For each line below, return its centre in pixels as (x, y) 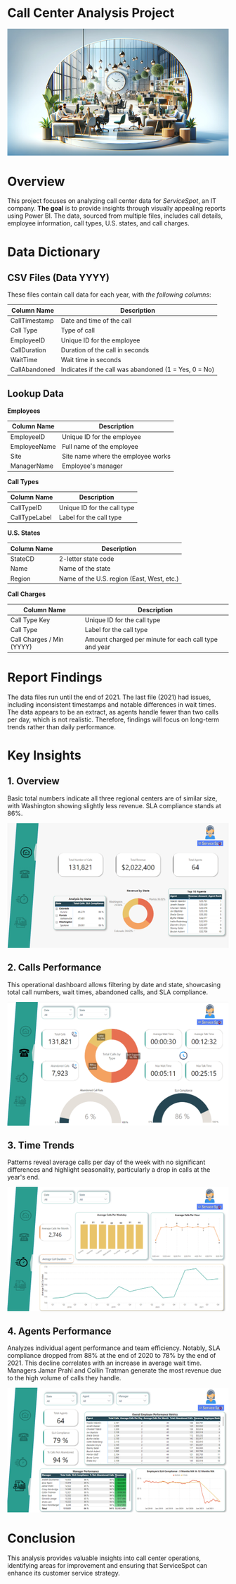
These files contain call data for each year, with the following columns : (110, 295)
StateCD (22, 559)
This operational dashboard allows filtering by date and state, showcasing (114, 984)
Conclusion (41, 1538)
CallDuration (28, 349)
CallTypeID (26, 507)
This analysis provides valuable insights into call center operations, (104, 1558)
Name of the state (85, 569)
